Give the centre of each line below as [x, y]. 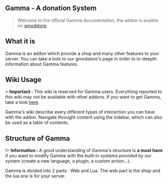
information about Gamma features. [42, 64]
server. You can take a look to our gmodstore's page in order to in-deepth [81, 58]
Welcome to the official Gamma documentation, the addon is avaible [88, 20]
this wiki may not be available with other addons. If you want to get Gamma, [83, 97]
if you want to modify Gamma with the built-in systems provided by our [78, 156]
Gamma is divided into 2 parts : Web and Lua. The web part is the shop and [83, 171]
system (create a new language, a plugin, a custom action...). [68, 161]
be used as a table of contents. [37, 122]
